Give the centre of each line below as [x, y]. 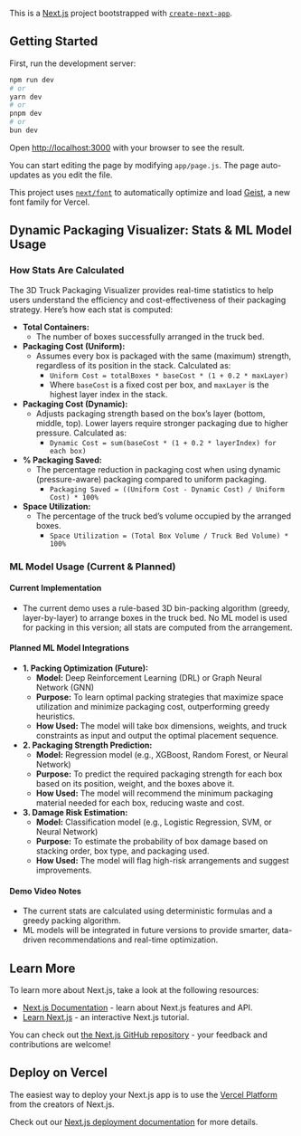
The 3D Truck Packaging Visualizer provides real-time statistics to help [141, 290]
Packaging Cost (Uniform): [74, 346]
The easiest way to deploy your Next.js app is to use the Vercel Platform [144, 1094]
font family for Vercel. [50, 202]
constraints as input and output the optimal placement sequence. [157, 735]
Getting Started [54, 41]
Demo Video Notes [45, 891]
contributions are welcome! [60, 1044]
